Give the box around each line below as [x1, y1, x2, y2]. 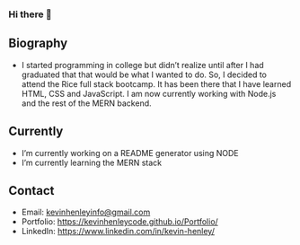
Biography [8, 36, 68, 51]
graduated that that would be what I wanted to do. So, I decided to [21, 69, 267, 80]
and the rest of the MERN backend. [21, 98, 152, 109]
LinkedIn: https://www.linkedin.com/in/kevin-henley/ [21, 226, 215, 237]
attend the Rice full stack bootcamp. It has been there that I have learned [21, 78, 292, 89]
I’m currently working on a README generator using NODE [21, 147, 239, 158]
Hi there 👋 [8, 8, 53, 21]
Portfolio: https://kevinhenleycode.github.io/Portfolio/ [21, 216, 219, 227]
